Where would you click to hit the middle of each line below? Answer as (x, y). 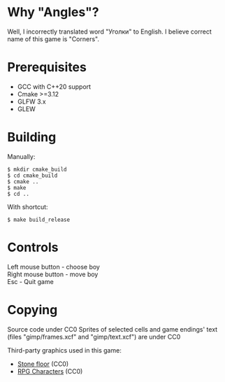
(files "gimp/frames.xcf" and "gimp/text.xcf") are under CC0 (94, 337)
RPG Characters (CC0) (50, 371)
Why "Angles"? (53, 12)
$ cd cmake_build (32, 176)
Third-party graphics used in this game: (65, 350)
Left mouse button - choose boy (53, 267)
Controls (33, 247)
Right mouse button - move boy (53, 274)
